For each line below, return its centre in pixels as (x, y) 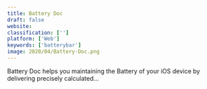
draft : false (26, 20)
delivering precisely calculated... (53, 78)
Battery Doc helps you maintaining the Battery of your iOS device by (104, 71)
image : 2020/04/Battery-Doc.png (53, 52)
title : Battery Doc (35, 13)
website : (20, 26)
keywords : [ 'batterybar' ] (44, 45)
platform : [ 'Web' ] (33, 39)
